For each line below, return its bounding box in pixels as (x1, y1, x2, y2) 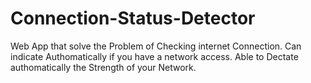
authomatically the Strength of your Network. (10, 61, 197, 73)
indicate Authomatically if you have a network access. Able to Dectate (10, 50, 299, 62)
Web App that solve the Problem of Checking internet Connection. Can (10, 40, 302, 52)
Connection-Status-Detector (10, 7, 256, 30)
